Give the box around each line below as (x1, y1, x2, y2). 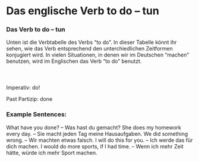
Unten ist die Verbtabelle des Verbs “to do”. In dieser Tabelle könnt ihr (6, 39, 177, 46)
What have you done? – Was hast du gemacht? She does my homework (6, 123, 181, 131)
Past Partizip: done (6, 96, 53, 103)
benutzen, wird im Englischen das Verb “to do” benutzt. (6, 58, 142, 65)
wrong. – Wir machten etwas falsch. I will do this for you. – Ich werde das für (6, 136, 193, 144)
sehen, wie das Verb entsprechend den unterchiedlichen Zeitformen (6, 45, 173, 52)
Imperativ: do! (6, 84, 40, 91)
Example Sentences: (6, 110, 67, 119)
